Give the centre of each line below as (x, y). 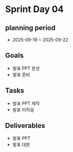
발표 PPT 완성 (26, 68)
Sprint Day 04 (34, 9)
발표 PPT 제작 (26, 103)
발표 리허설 (23, 109)
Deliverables (25, 126)
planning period (30, 28)
